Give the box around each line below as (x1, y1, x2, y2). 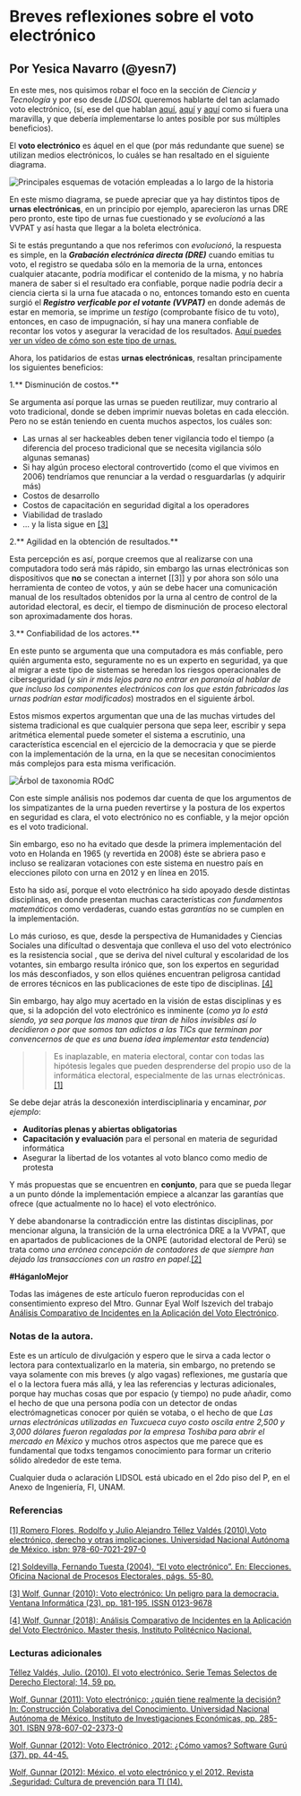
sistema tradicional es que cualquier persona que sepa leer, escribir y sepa (9, 720, 287, 730)
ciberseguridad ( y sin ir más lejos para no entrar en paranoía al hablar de (9, 674, 281, 685)
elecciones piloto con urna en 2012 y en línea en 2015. (9, 868, 210, 877)
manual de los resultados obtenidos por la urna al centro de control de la (9, 591, 278, 602)
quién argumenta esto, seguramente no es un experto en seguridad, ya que (9, 655, 288, 665)
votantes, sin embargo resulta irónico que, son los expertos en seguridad (9, 959, 279, 970)
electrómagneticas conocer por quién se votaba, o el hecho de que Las (9, 1407, 273, 1418)
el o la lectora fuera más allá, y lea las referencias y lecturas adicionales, (9, 1378, 277, 1390)
